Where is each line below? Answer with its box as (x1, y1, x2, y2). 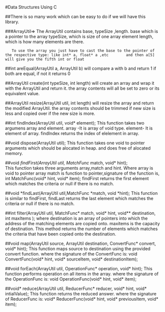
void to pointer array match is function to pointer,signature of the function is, (5, 170, 160, 176)
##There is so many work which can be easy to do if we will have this (5, 14, 146, 19)
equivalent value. (5, 91, 40, 96)
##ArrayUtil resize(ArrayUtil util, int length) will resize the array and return (5, 100, 154, 106)
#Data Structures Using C (5, 4, 57, 10)
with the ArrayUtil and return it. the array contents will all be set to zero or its (5, 85, 160, 91)
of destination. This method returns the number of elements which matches (5, 226, 158, 232)
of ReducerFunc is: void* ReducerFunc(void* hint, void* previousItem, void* (5, 296, 159, 302)
